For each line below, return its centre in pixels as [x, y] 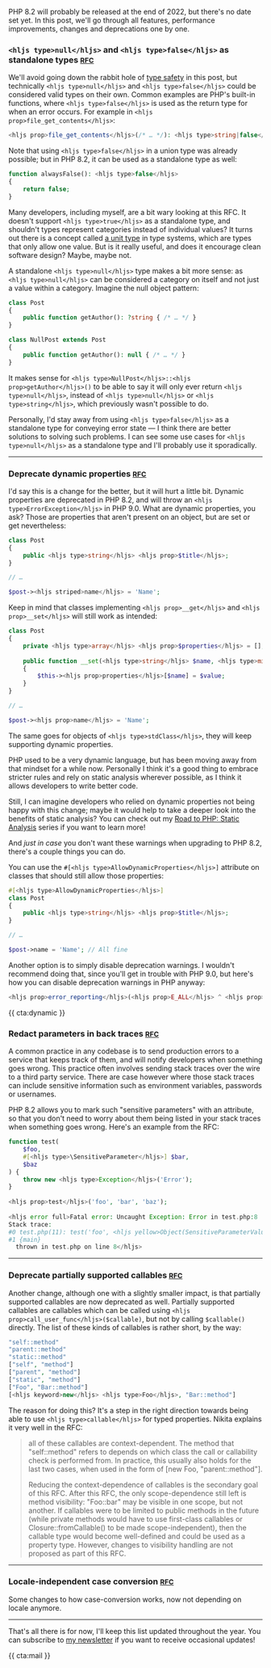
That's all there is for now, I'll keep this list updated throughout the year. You [135, 1631]
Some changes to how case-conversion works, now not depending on [125, 1599]
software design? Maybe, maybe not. [70, 255]
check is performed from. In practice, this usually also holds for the [140, 1460]
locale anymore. [35, 1607]
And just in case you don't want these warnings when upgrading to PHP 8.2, [135, 842]
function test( [34, 1142]
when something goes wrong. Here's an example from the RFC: [114, 1127]
